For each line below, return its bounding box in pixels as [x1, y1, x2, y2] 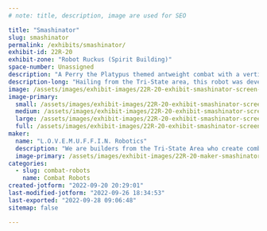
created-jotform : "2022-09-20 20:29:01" [8, 182, 145, 190]
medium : [15, 108, 41, 115]
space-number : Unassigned [8, 63, 94, 72]
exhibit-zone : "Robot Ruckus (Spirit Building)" [8, 56, 172, 64]
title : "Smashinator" [8, 25, 80, 34]
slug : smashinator [8, 33, 69, 41]
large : [15, 115, 37, 123]
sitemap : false [8, 204, 59, 212]
